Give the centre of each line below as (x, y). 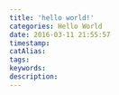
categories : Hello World (56, 26)
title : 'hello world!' (52, 18)
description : (34, 77)
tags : (19, 60)
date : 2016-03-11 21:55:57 (60, 34)
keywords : (28, 69)
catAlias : (28, 52)
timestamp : (30, 43)
